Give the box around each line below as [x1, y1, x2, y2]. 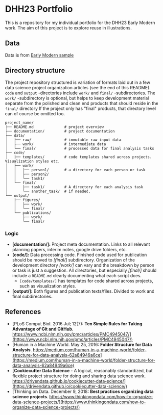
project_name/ [5, 120, 34, 125]
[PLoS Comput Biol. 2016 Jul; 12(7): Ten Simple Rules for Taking [12, 320, 143, 327]
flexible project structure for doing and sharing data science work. [12, 373, 146, 379]
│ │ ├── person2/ [5, 172, 49, 177]
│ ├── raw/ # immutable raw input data [5, 137, 121, 142]
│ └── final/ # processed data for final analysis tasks [5, 146, 154, 151]
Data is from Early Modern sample [5, 52, 74, 58]
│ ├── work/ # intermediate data [5, 141, 106, 147]
